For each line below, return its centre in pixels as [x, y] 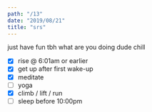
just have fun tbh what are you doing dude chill [76, 47]
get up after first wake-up [56, 69]
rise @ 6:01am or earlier [53, 61]
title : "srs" [27, 27]
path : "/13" [25, 14]
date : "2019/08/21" [36, 21]
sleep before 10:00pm [50, 101]
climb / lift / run [40, 93]
